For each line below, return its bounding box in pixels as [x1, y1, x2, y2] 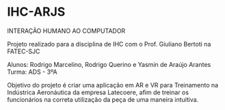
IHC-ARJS [7, 4, 66, 20]
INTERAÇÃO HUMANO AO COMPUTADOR [7, 27, 126, 35]
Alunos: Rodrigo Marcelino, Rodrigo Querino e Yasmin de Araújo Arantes [7, 60, 211, 68]
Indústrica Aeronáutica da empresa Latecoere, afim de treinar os [7, 88, 189, 96]
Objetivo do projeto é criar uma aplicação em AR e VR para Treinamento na [7, 81, 219, 89]
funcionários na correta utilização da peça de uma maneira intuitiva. [7, 95, 199, 103]
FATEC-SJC [7, 47, 40, 55]
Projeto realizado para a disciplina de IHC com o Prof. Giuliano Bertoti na [7, 40, 211, 48]
